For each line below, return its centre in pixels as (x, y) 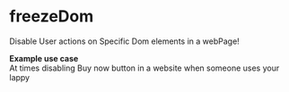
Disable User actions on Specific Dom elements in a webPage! (124, 41)
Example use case (44, 58)
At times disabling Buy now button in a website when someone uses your (144, 68)
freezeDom (52, 17)
